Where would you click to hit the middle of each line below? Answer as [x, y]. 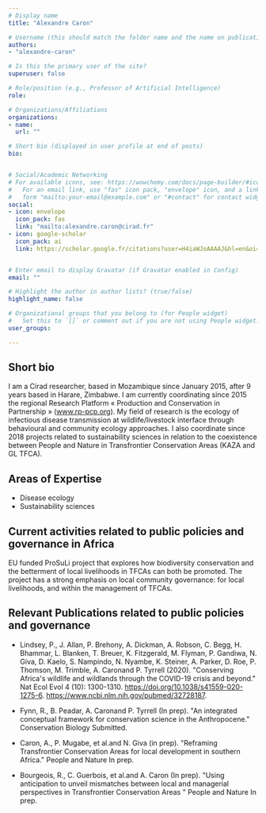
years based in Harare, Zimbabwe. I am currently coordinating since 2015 [127, 395]
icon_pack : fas [40, 219]
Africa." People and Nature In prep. [77, 760]
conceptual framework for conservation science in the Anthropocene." [135, 719]
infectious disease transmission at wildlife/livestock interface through [121, 420]
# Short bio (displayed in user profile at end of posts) [106, 146]
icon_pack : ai [38, 241]
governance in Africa [61, 543]
